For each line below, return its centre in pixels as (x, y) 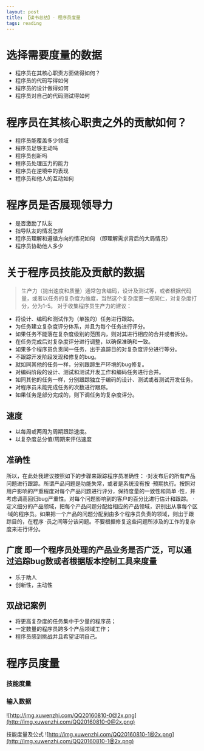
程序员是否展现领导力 (60, 206)
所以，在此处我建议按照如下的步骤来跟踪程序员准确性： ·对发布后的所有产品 (101, 476)
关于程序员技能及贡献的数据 (76, 273)
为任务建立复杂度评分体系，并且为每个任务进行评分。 (82, 327)
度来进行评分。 (25, 529)
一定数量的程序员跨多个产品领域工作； (63, 629)
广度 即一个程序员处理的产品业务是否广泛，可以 (95, 550)
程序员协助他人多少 (39, 246)
